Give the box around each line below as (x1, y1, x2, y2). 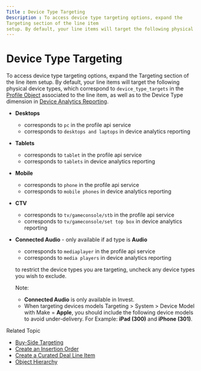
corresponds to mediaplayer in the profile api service (24, 248, 156, 255)
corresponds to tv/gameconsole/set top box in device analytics (24, 218, 183, 225)
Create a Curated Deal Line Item (15, 352, 96, 359)
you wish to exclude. (15, 273, 67, 280)
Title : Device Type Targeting (6, 9, 85, 15)
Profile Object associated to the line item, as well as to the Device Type (6, 92, 183, 99)
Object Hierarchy (15, 358, 58, 366)
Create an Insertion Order (15, 345, 79, 353)
